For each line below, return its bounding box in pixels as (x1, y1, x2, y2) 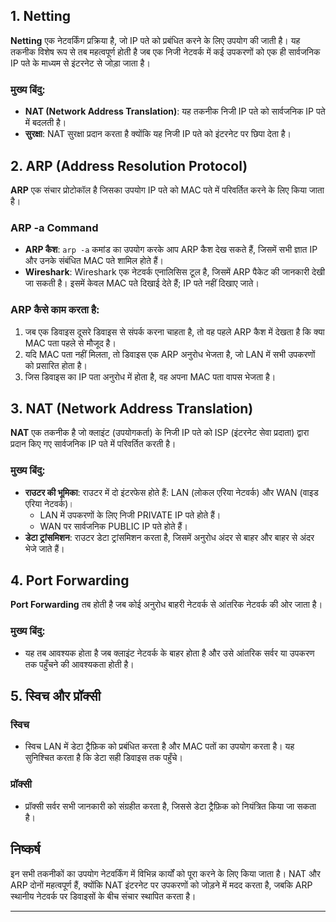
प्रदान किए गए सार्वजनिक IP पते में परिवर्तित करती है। (10, 438, 177, 450)
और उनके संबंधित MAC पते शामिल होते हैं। (24, 255, 164, 267)
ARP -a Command (10, 220, 99, 234)
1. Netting (10, 8, 72, 25)
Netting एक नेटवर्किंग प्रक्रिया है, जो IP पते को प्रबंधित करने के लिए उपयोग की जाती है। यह (10, 34, 301, 46)
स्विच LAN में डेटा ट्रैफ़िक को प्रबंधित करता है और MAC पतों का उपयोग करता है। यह (24, 740, 295, 753)
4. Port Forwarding (10, 572, 130, 589)
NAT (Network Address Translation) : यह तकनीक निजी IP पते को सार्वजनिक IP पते (24, 105, 326, 118)
